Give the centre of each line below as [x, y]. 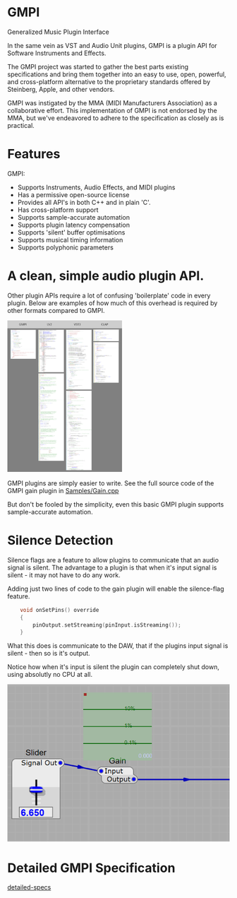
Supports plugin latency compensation [74, 225]
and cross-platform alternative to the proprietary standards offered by [109, 81]
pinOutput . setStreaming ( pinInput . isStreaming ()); [107, 625]
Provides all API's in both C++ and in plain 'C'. [84, 202]
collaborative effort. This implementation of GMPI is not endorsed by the [112, 110]
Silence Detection [60, 540]
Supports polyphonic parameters [66, 247]
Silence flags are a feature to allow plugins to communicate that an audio [113, 560]
